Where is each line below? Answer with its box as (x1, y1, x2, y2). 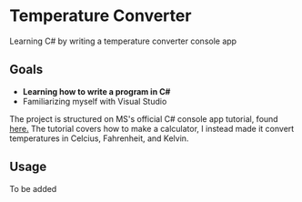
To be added (9, 183, 57, 194)
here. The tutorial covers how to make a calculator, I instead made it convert (9, 123, 295, 134)
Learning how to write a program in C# (22, 86, 171, 96)
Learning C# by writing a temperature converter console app (9, 35, 237, 46)
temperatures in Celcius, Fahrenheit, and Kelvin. (9, 133, 189, 144)
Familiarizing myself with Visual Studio (22, 96, 167, 106)
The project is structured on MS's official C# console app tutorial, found (9, 113, 279, 124)
